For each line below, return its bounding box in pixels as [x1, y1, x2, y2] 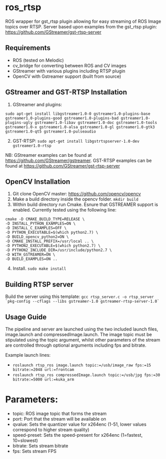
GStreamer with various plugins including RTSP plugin [12, 68, 126, 74]
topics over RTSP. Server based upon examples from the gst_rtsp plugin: [5, 23, 157, 29]
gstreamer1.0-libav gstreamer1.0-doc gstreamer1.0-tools [34, 120, 157, 125]
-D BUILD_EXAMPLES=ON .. [5, 257, 58, 262]
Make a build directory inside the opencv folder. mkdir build [12, 196, 139, 202]
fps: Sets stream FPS [12, 448, 57, 454]
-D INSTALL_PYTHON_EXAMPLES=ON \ [5, 221, 76, 226]
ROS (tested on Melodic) [12, 57, 64, 63]
